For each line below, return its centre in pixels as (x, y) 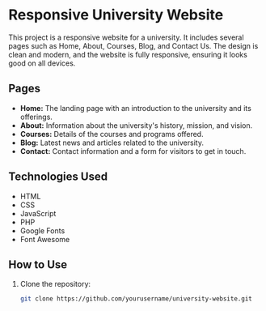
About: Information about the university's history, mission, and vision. (136, 125)
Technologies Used (58, 177)
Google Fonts (42, 230)
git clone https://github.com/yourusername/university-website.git (136, 299)
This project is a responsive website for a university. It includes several (126, 37)
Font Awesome (45, 239)
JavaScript (38, 213)
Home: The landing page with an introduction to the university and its (136, 108)
